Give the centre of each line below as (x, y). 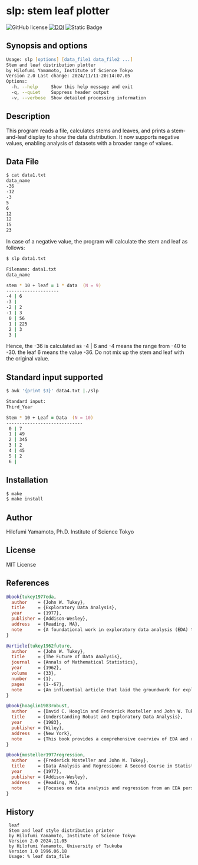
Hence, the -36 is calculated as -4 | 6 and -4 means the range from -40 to (96, 346)
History (20, 812)
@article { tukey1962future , (39, 646)
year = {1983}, (37, 723)
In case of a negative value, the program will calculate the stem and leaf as (97, 241)
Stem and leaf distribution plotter (51, 65)
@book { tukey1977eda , (32, 597)
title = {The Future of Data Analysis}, (67, 657)
